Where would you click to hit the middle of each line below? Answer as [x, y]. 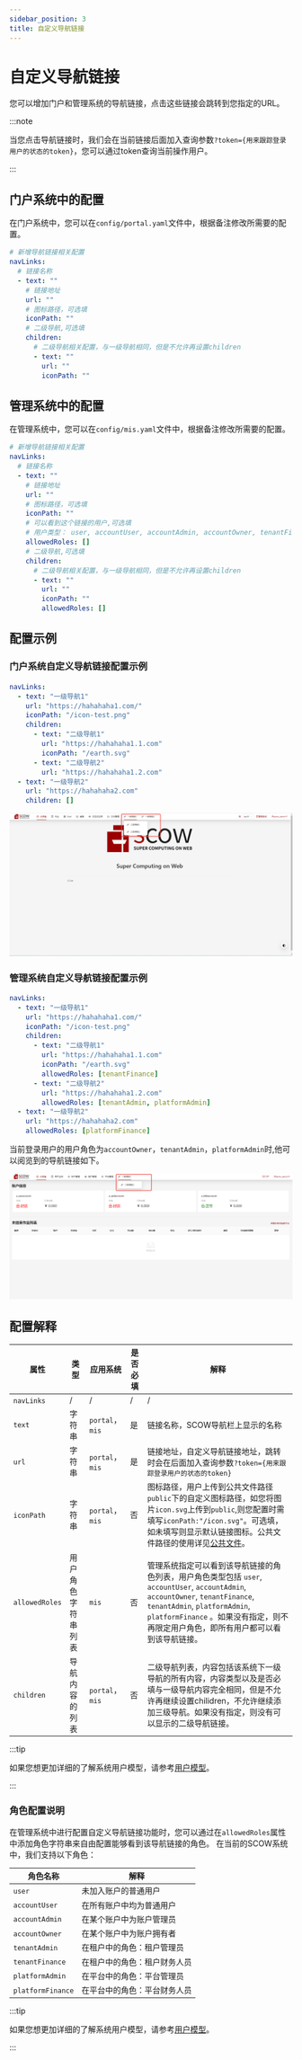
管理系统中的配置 [57, 406]
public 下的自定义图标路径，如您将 [210, 1498]
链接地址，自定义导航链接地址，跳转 [214, 1451]
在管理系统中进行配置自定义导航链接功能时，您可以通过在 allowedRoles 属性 [147, 1832]
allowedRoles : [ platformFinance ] [88, 1131]
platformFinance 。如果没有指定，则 [214, 1616]
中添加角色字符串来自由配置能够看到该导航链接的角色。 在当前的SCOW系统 [149, 1843]
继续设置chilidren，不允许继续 [218, 1700]
